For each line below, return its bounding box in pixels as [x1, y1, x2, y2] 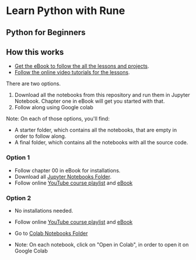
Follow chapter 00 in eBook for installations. [14, 167, 121, 174]
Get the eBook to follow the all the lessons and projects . [14, 63, 149, 70]
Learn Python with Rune [6, 4, 125, 18]
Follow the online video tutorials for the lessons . [14, 69, 130, 76]
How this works [6, 47, 64, 57]
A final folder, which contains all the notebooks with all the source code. [14, 139, 188, 146]
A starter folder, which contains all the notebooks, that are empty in [14, 127, 177, 134]
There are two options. [6, 80, 61, 87]
